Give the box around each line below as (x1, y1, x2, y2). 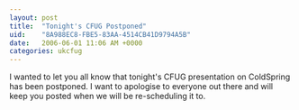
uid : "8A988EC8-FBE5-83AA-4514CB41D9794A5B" (9, 30, 192, 39)
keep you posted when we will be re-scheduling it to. (9, 91, 206, 102)
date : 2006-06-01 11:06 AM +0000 (9, 38, 143, 48)
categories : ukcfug (9, 47, 83, 56)
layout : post (9, 13, 59, 23)
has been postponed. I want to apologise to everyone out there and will (9, 81, 274, 92)
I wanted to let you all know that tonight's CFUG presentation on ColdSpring (9, 71, 291, 82)
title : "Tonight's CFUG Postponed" (9, 22, 147, 31)
